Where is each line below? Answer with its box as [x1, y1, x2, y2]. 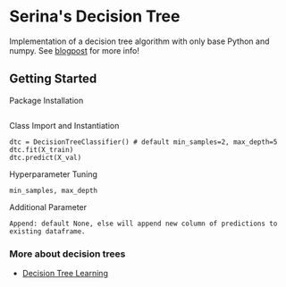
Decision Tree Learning [21, 268, 109, 279]
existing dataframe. [9, 226, 87, 236]
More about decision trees [9, 248, 126, 260]
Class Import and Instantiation [9, 120, 120, 131]
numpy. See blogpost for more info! [9, 45, 140, 55]
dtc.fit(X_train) [9, 145, 74, 154]
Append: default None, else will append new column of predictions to [9, 219, 278, 228]
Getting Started [9, 72, 97, 87]
